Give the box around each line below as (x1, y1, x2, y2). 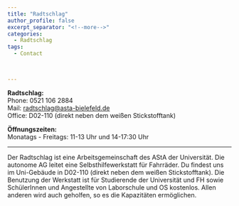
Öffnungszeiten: (7, 125, 57, 134)
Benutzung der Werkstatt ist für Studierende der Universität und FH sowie (7, 175, 224, 184)
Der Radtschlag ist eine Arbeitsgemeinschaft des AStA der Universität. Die (7, 153, 225, 161)
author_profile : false (7, 17, 75, 24)
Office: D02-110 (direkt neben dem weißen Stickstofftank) (7, 111, 176, 119)
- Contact (14, 50, 43, 58)
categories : (7, 30, 43, 38)
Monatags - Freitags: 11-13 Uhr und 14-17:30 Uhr (7, 132, 149, 141)
